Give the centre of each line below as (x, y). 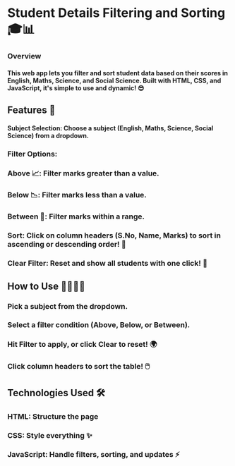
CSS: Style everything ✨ (50, 435)
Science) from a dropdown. (48, 135)
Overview (24, 56)
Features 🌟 (31, 110)
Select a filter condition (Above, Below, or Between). (99, 325)
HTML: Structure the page (53, 416)
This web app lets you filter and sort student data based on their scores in (117, 73)
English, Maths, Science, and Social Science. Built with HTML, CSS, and (114, 80)
